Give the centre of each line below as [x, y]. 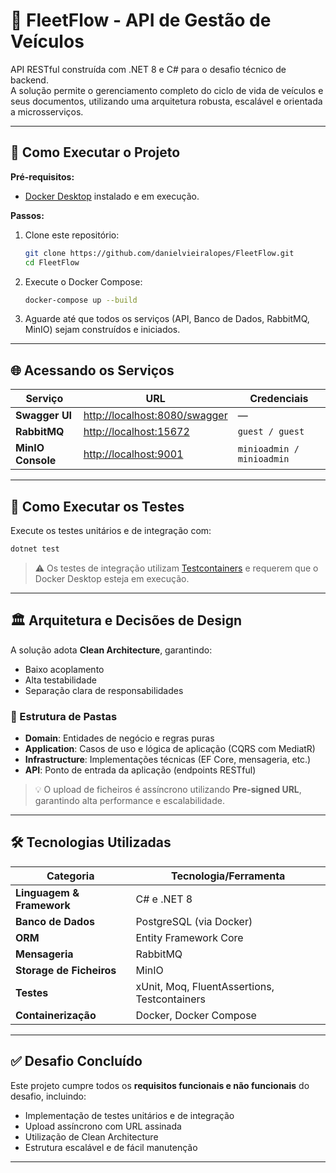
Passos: [27, 215]
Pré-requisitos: [42, 176]
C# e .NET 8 [164, 899]
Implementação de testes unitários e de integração [129, 1115]
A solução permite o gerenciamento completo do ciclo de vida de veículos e [167, 90]
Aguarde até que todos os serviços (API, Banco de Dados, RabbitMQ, [167, 319]
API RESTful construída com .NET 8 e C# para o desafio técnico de [148, 69]
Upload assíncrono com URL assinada [103, 1126]
